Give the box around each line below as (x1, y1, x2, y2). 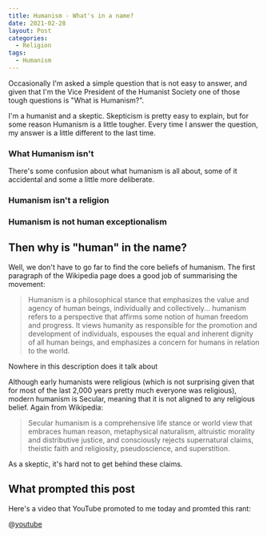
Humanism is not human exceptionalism (8, 216, 168, 228)
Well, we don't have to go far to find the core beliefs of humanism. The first (8, 262, 256, 272)
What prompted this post (8, 482, 136, 496)
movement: (8, 279, 46, 289)
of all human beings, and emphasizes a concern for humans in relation (27, 337, 260, 347)
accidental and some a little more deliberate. (8, 175, 154, 184)
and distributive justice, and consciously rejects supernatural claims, (27, 434, 254, 445)
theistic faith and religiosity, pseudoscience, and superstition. (27, 443, 230, 453)
